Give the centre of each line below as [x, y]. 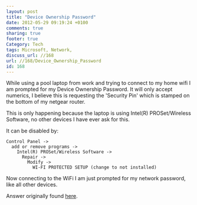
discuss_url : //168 [30, 55]
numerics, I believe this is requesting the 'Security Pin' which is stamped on [98, 95]
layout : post [22, 11]
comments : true [25, 28]
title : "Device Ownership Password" [51, 17]
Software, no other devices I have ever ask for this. [68, 120]
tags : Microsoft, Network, [39, 50]
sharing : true [24, 34]
